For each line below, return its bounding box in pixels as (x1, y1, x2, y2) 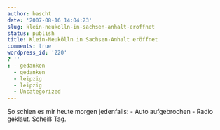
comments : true (7, 43, 52, 50)
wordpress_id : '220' (7, 50, 68, 57)
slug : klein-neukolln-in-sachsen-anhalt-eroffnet (7, 23, 156, 30)
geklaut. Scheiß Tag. (7, 115, 67, 123)
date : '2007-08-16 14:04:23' (7, 17, 92, 24)
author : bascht (7, 10, 52, 17)
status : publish (7, 29, 55, 37)
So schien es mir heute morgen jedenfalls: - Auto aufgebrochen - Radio (7, 108, 214, 116)
